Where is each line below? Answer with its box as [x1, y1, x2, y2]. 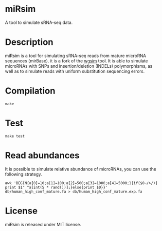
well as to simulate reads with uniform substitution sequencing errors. [5, 68, 145, 74]
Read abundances [5, 150, 80, 161]
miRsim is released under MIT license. [5, 221, 81, 227]
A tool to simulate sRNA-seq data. [5, 19, 73, 25]
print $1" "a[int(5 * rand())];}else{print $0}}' [5, 185, 108, 190]
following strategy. [5, 171, 42, 177]
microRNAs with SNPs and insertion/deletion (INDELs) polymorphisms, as [5, 63, 153, 69]
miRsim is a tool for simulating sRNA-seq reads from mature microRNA [5, 53, 146, 58]
